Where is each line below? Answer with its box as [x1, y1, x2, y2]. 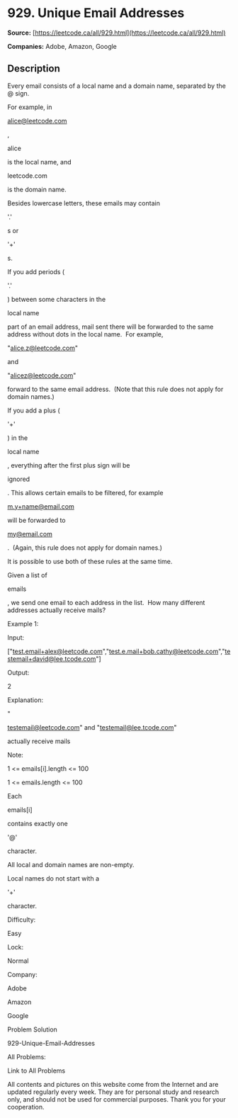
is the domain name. [7, 185, 67, 193]
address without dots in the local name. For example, [7, 329, 164, 338]
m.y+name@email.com [7, 502, 74, 511]
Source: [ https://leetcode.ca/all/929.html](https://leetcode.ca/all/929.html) [7, 28, 226, 37]
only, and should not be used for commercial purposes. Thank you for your [7, 1095, 226, 1103]
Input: [7, 633, 25, 642]
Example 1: [7, 619, 39, 628]
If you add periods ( [7, 267, 65, 276]
